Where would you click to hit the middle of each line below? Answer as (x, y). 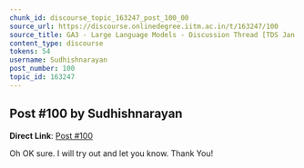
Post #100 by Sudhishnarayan (96, 114)
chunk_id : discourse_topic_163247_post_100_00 (99, 18)
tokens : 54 (30, 52)
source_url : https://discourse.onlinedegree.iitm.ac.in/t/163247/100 (144, 26)
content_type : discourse (56, 43)
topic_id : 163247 (42, 77)
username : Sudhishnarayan (58, 60)
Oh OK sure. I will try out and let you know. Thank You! (111, 153)
